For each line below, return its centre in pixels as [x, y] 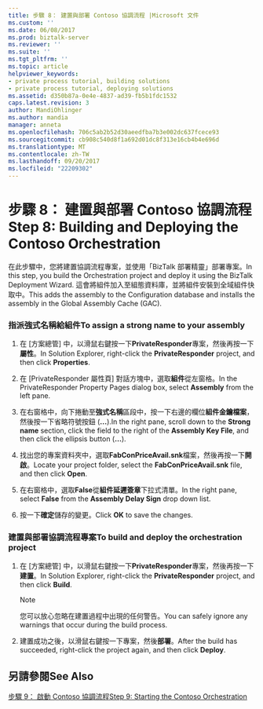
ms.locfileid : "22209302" [50, 169]
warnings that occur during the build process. [93, 624]
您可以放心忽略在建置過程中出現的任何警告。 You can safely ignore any [134, 616]
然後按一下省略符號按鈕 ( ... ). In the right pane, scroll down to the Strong [135, 422]
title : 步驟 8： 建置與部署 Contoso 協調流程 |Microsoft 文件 [104, 15]
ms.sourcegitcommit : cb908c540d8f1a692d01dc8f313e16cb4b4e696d [114, 139]
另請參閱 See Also [51, 676]
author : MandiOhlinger [45, 111]
